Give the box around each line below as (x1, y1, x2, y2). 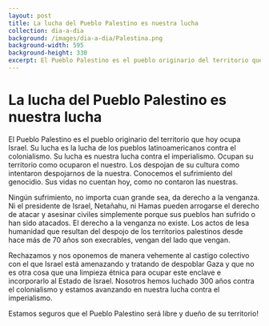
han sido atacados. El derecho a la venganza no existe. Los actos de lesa (8, 218, 250, 227)
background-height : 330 (8, 49, 88, 57)
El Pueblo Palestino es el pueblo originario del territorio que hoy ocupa (8, 134, 241, 144)
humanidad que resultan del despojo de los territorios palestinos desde (8, 226, 243, 236)
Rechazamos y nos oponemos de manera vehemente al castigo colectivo (8, 250, 250, 260)
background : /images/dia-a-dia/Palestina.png (8, 34, 163, 42)
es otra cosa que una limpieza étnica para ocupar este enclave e (8, 268, 222, 277)
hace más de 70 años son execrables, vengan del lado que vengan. (8, 235, 231, 244)
